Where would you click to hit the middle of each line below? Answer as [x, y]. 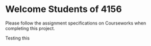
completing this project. [30, 28]
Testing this [17, 38]
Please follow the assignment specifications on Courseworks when [76, 23]
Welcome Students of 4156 [64, 9]
